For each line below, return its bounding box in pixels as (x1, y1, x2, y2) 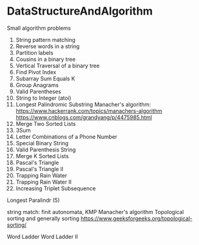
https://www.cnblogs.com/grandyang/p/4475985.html (15, 114, 152, 121)
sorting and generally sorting (7, 215, 80, 222)
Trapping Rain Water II (15, 178, 72, 185)
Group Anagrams (15, 81, 59, 89)
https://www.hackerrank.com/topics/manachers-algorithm (15, 107, 162, 114)
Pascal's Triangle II (15, 165, 63, 173)
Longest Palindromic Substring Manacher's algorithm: (15, 100, 151, 108)
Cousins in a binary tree (15, 55, 75, 63)
